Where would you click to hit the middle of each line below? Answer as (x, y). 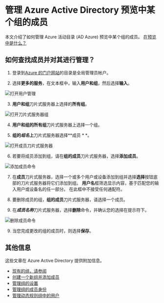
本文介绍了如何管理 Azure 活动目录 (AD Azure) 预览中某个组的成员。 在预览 (81, 37)
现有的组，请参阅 (29, 271)
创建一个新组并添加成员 (36, 277)
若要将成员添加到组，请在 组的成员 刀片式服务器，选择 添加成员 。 (76, 156)
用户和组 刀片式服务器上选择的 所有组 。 (51, 104)
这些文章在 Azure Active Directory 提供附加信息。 (55, 260)
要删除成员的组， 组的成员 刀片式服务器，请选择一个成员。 (70, 200)
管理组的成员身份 (29, 289)
